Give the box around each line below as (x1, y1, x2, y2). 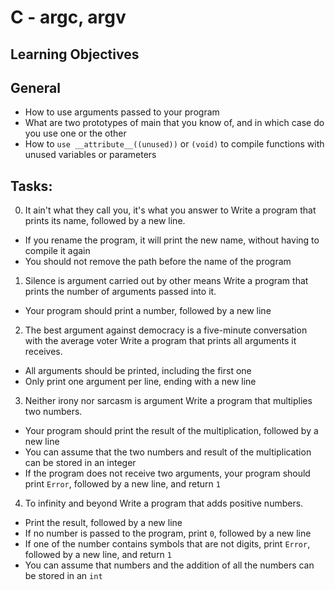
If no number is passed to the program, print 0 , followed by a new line (24, 527, 312, 540)
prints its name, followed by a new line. (24, 215, 186, 227)
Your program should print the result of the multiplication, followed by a (24, 425, 319, 437)
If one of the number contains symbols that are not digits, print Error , (24, 538, 311, 550)
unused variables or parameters (24, 149, 157, 161)
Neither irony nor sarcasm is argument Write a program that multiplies (24, 395, 313, 407)
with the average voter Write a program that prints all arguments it (24, 335, 297, 347)
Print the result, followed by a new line (24, 517, 183, 529)
